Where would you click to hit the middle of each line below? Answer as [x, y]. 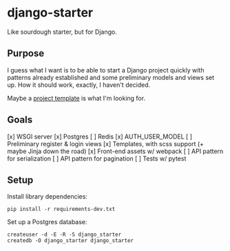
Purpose [26, 53]
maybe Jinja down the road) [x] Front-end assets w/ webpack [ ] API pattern [115, 151]
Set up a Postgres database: [47, 222]
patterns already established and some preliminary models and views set [111, 77]
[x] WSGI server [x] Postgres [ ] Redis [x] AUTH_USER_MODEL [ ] [100, 137]
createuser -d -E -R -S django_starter [64, 235]
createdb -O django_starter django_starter [71, 241]
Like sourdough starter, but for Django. [62, 32]
